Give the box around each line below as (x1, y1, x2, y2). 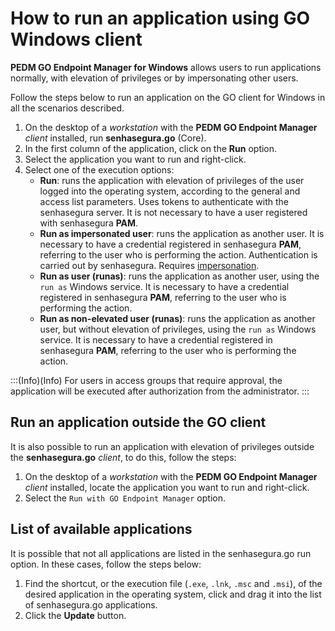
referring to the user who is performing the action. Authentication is (39, 248, 318, 261)
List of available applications (10, 521, 193, 538)
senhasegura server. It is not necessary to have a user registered (39, 206, 308, 218)
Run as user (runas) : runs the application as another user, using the (39, 270, 320, 282)
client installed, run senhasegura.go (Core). (24, 132, 207, 144)
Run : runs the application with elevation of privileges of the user (39, 174, 305, 186)
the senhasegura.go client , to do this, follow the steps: (10, 451, 237, 463)
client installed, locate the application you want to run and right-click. (24, 481, 310, 493)
